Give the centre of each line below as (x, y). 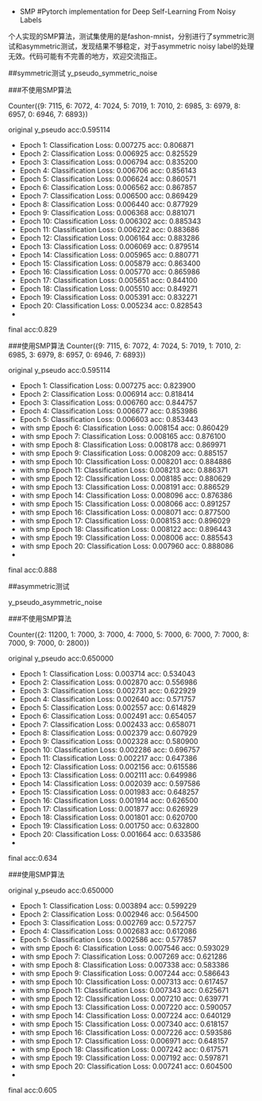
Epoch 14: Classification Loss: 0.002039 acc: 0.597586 (110, 783)
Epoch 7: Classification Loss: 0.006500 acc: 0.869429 (109, 196)
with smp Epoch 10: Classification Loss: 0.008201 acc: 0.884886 (125, 461)
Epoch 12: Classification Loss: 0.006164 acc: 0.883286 (110, 238)
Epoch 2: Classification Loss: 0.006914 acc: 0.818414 (107, 394)
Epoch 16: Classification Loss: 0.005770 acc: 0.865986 (110, 272)
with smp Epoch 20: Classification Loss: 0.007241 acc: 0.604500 (126, 1066)
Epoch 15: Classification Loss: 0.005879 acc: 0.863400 (110, 263)
